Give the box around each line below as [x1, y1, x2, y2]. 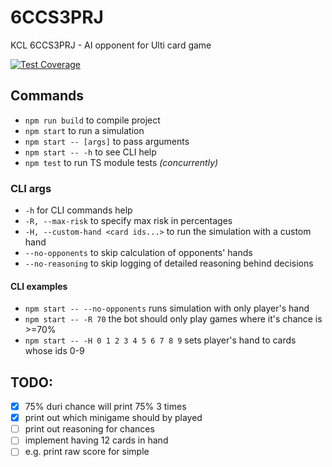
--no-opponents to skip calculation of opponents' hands [24, 247, 253, 259]
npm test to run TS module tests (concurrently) [24, 156, 219, 168]
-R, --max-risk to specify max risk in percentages [24, 215, 233, 227]
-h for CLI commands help [24, 204, 133, 216]
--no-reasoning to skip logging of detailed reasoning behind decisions [24, 257, 314, 270]
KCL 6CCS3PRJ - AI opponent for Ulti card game [10, 39, 212, 51]
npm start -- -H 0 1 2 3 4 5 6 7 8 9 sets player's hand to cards [24, 334, 297, 346]
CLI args [10, 181, 52, 195]
